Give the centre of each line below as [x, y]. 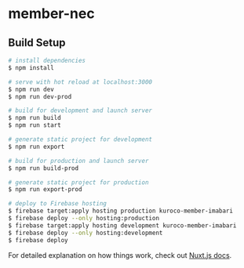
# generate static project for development [80, 139]
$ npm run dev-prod [40, 96]
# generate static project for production [78, 182]
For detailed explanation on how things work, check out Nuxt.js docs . [120, 255]
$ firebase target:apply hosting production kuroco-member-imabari [121, 211]
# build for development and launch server [80, 110]
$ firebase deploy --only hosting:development [86, 233]
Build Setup [37, 43]
